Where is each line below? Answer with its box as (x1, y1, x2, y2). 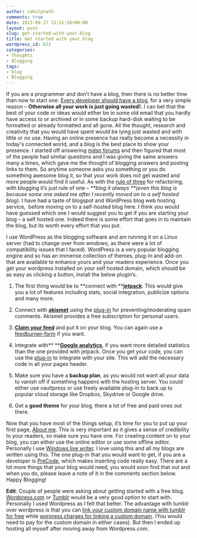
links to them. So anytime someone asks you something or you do (6, 166, 166, 173)
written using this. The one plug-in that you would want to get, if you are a (6, 451, 186, 458)
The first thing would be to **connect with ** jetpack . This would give (14, 282, 183, 289)
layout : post (6, 25, 38, 31)
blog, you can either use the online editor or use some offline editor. (6, 438, 171, 445)
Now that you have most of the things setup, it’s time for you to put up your (6, 420, 188, 427)
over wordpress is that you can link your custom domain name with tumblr (6, 506, 186, 513)
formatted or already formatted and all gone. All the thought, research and (6, 122, 186, 129)
